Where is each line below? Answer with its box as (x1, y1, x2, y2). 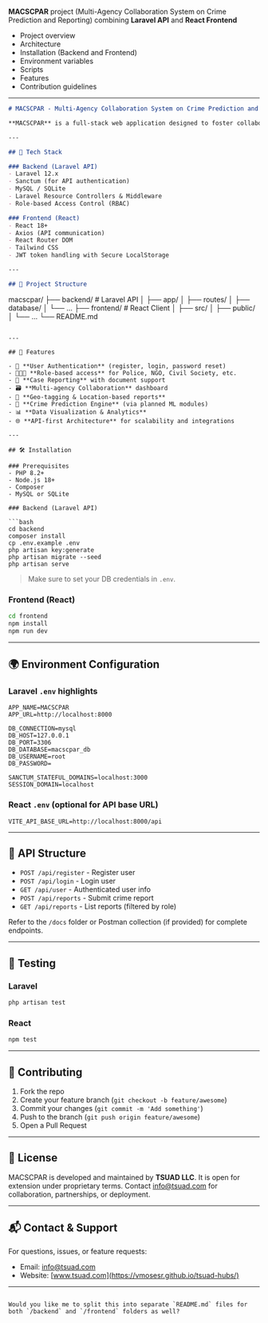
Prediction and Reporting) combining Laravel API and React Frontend (8, 15, 238, 25)
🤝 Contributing (8, 1065, 83, 1079)
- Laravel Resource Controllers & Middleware (8, 192, 162, 200)
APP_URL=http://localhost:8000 (8, 711, 112, 719)
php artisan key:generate (8, 546, 94, 554)
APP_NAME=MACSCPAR (8, 704, 69, 712)
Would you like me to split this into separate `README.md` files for (8, 1300, 248, 1309)
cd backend (8, 525, 45, 533)
